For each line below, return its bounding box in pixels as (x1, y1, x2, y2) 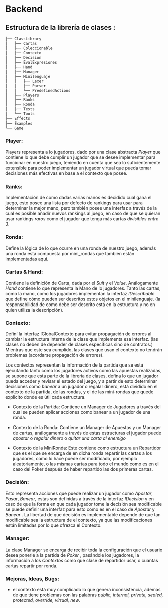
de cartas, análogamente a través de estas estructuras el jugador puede (12, 430, 162, 436)
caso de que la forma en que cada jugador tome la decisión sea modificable (5, 501, 162, 507)
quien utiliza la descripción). (5, 307, 64, 313)
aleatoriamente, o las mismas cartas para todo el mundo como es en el (12, 461, 159, 467)
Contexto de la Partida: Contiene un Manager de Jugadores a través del (12, 404, 161, 410)
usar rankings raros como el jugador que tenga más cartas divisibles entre (5, 216, 159, 222)
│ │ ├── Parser (5, 83, 46, 88)
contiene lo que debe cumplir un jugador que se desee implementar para (5, 154, 156, 160)
